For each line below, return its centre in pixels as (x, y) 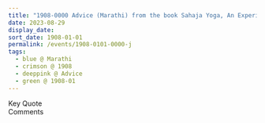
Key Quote (25, 103)
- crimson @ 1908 (44, 67)
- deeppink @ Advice (49, 74)
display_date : (32, 30)
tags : (17, 52)
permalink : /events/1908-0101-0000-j (70, 45)
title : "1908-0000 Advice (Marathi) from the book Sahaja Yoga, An (121, 15)
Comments (26, 111)
